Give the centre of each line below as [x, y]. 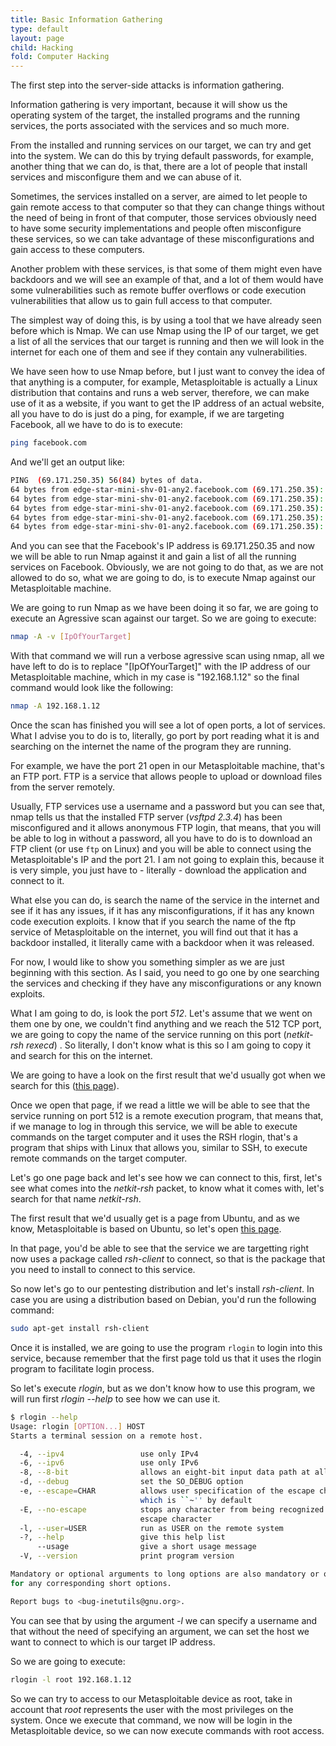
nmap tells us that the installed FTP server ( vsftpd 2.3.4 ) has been [146, 817]
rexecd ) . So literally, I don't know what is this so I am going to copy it [168, 1045]
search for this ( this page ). [65, 1085]
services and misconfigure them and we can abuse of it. [126, 177]
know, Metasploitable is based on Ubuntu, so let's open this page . [146, 1229]
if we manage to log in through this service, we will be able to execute [154, 1126]
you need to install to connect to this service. [103, 1269]
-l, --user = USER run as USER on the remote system [151, 1528]
